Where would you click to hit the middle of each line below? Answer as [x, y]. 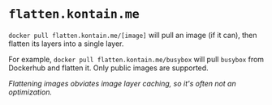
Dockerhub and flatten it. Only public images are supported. [108, 68]
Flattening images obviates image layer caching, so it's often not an [123, 83]
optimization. [30, 92]
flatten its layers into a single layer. [66, 44]
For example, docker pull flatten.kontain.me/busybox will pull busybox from [136, 59]
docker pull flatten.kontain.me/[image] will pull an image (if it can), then [133, 35]
